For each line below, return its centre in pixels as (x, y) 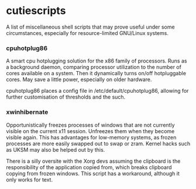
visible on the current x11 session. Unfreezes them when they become (90, 131)
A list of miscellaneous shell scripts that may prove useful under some (90, 27)
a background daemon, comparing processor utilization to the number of (94, 67)
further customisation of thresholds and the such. (66, 97)
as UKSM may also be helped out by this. (56, 149)
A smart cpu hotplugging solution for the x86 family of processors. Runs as (97, 61)
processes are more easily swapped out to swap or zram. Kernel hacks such (98, 143)
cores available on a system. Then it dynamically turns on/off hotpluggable (96, 73)
